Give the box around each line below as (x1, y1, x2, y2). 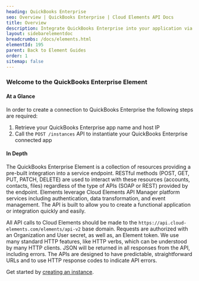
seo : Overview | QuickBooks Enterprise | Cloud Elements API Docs (6, 14, 174, 20)
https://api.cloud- (138, 220, 187, 226)
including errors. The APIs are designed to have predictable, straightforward (6, 250, 192, 257)
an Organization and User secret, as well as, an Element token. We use (6, 231, 179, 238)
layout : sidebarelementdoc (6, 31, 73, 37)
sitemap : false (6, 58, 44, 64)
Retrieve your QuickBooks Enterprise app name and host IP (14, 124, 160, 131)
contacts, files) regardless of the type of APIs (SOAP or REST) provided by (6, 182, 188, 189)
